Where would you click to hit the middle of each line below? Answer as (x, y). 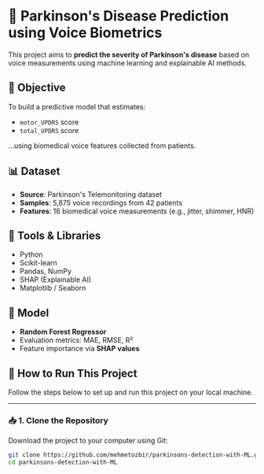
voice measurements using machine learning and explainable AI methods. (128, 63)
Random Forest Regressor (63, 332)
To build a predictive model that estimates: (77, 106)
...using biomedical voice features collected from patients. (102, 146)
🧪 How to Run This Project (73, 373)
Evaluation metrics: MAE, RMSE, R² (76, 340)
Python (31, 254)
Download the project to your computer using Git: (88, 441)
